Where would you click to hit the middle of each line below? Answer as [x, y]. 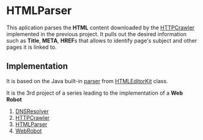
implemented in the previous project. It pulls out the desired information [96, 34]
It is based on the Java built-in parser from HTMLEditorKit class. [87, 81]
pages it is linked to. [31, 47]
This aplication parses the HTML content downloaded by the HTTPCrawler [100, 28]
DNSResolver [32, 111]
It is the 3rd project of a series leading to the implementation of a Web [95, 93]
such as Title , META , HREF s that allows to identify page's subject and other [102, 40]
